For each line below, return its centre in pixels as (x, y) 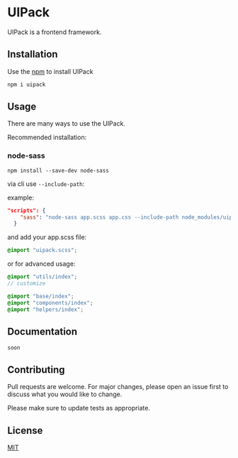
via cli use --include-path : (46, 184)
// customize (27, 284)
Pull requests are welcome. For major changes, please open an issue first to (118, 387)
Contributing (36, 370)
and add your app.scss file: (47, 237)
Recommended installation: (47, 137)
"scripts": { (27, 210)
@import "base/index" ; (41, 296)
